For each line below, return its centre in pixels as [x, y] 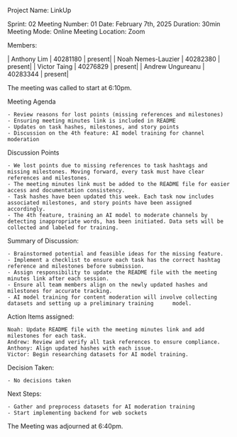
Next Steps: [24, 394]
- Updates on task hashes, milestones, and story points [93, 127]
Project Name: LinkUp [39, 10]
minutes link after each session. [59, 279]
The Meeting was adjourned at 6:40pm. [65, 426]
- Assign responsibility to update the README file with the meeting [112, 272]
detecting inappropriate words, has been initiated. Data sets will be [115, 221]
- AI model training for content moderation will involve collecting [112, 297]
